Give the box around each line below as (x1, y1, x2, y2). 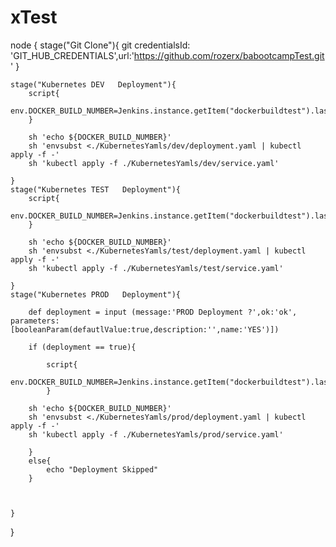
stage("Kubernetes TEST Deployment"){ (10, 184, 182, 195)
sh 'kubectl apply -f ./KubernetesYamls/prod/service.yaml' (28, 429, 284, 440)
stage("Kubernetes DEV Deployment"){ (10, 79, 177, 90)
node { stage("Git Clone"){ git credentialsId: (10, 39, 191, 51)
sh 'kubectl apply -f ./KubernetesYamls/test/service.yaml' (28, 263, 284, 273)
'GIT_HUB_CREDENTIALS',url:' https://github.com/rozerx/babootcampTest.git (10, 49, 325, 61)
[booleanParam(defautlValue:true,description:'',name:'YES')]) (10, 324, 280, 335)
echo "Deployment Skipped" (46, 464, 159, 475)
